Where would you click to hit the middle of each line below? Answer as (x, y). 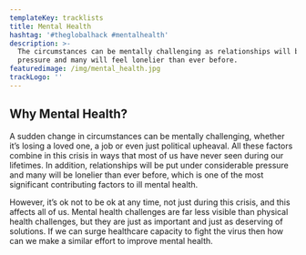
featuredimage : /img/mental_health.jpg (85, 69)
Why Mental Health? (69, 114)
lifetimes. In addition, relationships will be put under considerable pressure (149, 165)
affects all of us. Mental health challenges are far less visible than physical (149, 211)
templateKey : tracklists (56, 18)
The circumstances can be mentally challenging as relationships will (154, 52)
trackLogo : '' (36, 77)
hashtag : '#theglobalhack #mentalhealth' (89, 35)
